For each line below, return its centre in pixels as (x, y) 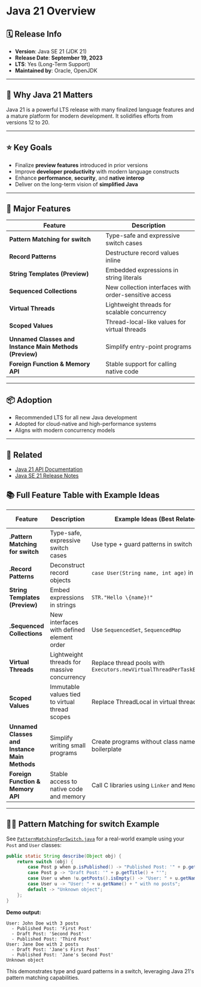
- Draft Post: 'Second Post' (48, 934)
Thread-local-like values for (146, 322)
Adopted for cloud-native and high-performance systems (86, 424)
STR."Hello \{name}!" (122, 597)
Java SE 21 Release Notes (47, 476)
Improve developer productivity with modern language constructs (97, 171)
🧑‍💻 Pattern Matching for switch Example (83, 824)
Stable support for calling (141, 364)
